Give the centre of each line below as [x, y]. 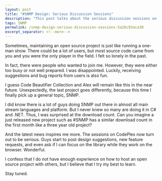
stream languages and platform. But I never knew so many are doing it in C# [81, 110]
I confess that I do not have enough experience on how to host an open [76, 159]
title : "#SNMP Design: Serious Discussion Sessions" [59, 14]
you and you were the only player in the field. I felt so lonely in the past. [76, 56]
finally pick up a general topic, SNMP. [42, 95]
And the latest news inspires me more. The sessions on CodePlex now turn [80, 134]
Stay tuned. [16, 174]
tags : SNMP [16, 23]
